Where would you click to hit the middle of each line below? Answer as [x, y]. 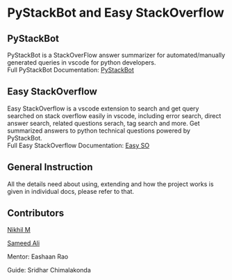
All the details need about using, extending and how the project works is [110, 184]
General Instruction [50, 167]
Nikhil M [19, 230]
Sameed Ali [24, 243]
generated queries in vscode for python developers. [82, 63]
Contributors [36, 213]
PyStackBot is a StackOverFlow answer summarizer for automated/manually [116, 55]
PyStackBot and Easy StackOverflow [116, 13]
